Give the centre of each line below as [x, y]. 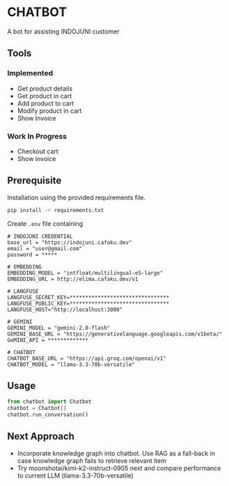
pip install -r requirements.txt [56, 210]
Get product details [45, 89]
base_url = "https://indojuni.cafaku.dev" [70, 242]
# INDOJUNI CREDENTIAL [40, 236]
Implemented [30, 73]
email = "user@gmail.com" [45, 248]
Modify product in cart [49, 111]
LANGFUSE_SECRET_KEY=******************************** [88, 297]
